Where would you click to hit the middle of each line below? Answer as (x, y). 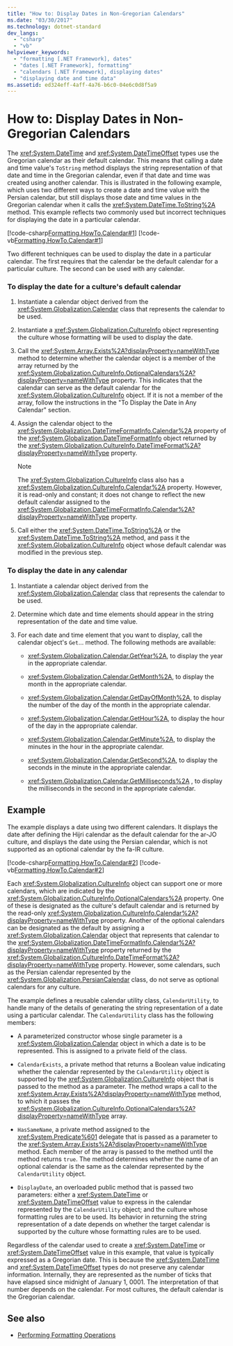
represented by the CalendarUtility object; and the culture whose (112, 1209)
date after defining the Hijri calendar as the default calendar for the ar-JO (112, 834)
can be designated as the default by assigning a (76, 927)
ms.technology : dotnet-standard (54, 26)
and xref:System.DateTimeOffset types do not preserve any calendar (106, 1267)
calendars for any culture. (44, 987)
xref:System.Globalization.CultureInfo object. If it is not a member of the (120, 395)
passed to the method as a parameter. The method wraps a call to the (117, 1086)
